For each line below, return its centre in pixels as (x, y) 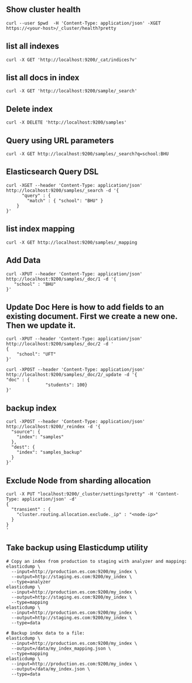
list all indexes (33, 46)
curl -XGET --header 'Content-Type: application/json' (74, 185)
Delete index (30, 109)
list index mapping (40, 229)
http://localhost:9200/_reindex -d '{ (53, 427)
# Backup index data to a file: (45, 633)
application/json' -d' (49, 499)
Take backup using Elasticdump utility (77, 548)
